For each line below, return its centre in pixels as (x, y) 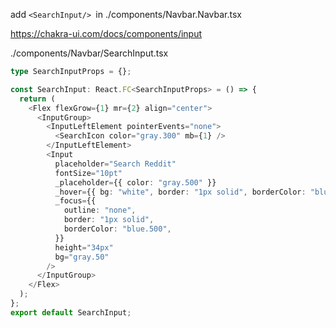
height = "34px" (84, 247)
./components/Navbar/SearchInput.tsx (89, 53)
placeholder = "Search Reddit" (115, 164)
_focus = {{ (75, 201)
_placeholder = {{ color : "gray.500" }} (135, 182)
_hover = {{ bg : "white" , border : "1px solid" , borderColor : (180, 192)
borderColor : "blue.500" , (117, 229)
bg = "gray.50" (82, 257)
